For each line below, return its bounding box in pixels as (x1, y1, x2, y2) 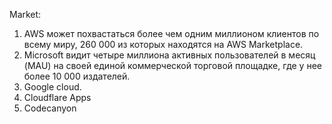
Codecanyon (23, 102, 77, 114)
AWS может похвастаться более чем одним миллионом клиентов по (23, 28, 320, 39)
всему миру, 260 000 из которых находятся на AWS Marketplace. (23, 39, 304, 50)
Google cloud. (23, 81, 82, 93)
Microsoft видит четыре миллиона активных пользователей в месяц (23, 49, 316, 61)
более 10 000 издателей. (23, 70, 131, 82)
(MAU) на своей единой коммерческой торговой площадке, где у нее (23, 60, 322, 71)
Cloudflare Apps (23, 92, 92, 103)
